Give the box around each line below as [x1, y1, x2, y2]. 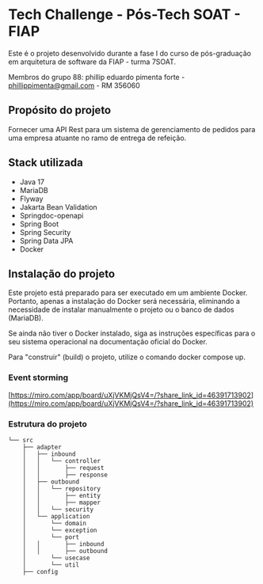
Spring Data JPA [19, 236, 74, 245]
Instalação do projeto [8, 267, 116, 280]
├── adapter [22, 443, 62, 451]
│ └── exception [22, 526, 97, 534]
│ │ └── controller [22, 457, 101, 465]
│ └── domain [22, 519, 87, 527]
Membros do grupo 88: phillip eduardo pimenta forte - [8, 72, 185, 82]
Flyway [19, 194, 44, 203]
